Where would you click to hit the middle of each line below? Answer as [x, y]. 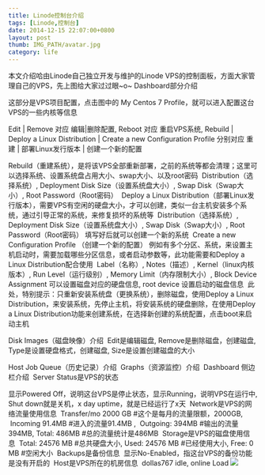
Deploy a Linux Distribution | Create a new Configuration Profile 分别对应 [127, 139]
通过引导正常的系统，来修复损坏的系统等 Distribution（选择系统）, [130, 215]
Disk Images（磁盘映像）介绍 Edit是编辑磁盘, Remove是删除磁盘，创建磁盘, [132, 340]
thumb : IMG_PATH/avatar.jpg [55, 45]
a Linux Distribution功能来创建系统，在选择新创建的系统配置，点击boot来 [127, 314]
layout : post [30, 38]
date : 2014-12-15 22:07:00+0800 [61, 30]
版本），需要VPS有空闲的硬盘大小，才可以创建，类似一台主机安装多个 [127, 205]
